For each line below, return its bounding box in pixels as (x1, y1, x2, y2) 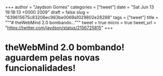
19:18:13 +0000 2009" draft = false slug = (5, 9, 89, 15)
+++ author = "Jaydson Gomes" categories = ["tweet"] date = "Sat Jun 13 (5, 4, 154, 10)
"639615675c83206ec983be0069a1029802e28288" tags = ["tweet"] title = (5, 15, 159, 20)
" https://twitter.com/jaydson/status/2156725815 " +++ (5, 25, 113, 31)
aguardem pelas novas (5, 52, 100, 63)
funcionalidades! (5, 63, 76, 74)
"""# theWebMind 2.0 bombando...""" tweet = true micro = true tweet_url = (5, 19, 157, 25)
